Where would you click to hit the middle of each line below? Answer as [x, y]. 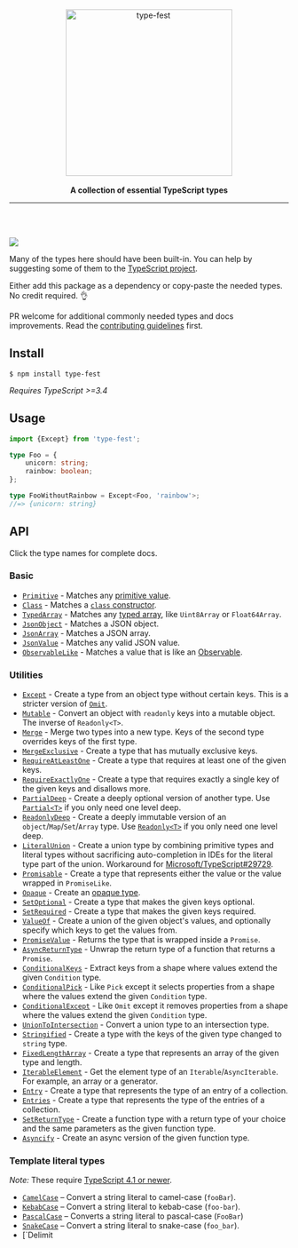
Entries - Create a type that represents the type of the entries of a [143, 1101]
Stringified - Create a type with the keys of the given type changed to [152, 1034]
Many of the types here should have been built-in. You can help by [131, 259]
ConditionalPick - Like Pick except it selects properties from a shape [148, 987]
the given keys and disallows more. [86, 789]
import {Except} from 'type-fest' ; [75, 439]
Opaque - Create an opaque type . [81, 893]
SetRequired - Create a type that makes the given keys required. [139, 911]
